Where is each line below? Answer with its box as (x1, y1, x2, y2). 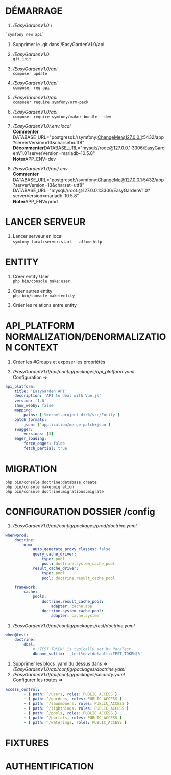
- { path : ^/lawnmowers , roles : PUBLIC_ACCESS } (23, 701, 129, 706)
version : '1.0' (14, 398, 47, 404)
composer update (12, 71, 47, 76)
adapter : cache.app (51, 604, 93, 609)
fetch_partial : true (23, 446, 67, 451)
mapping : (14, 408, 33, 413)
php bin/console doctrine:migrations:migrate (5, 489, 104, 494)
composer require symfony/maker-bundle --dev (12, 114, 111, 119)
